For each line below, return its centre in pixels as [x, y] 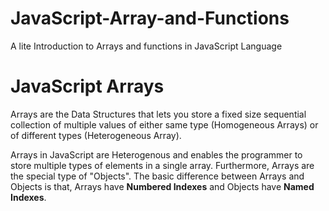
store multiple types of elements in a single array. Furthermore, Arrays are [162, 165]
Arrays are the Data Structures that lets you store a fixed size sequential [158, 114]
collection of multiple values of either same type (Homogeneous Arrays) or [164, 124]
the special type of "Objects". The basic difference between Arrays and [157, 176]
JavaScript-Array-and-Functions [150, 18]
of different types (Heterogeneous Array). [96, 135]
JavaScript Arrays [87, 86]
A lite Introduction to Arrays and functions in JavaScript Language [146, 46]
